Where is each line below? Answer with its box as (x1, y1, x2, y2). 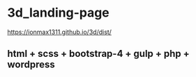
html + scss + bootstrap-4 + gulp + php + (7, 48, 190, 60)
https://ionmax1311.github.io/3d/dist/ (7, 28, 112, 36)
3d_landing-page (7, 5, 110, 21)
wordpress (7, 59, 56, 71)
